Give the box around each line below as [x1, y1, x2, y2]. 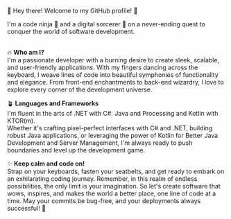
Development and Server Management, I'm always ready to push [7, 139, 193, 147]
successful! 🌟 [7, 204, 46, 212]
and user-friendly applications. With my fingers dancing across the [7, 63, 198, 71]
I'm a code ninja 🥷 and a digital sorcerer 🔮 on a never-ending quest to [7, 20, 206, 28]
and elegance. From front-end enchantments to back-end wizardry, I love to [7, 78, 224, 86]
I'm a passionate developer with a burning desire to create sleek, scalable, [7, 56, 220, 64]
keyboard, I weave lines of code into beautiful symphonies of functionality [7, 71, 219, 79]
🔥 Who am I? [7, 49, 45, 56]
